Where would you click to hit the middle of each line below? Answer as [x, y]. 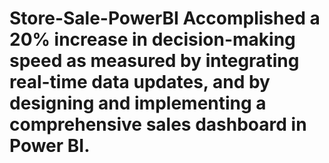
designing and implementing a [138, 103]
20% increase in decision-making [152, 39]
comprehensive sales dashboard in [158, 124]
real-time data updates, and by [140, 82]
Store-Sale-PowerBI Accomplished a [165, 18]
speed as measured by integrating [154, 61]
